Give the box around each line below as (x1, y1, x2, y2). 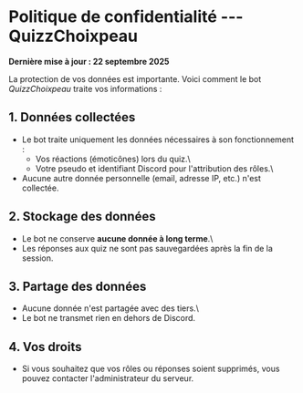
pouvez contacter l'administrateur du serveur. (21, 373, 194, 384)
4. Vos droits (8, 339, 82, 355)
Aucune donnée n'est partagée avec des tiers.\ (21, 303, 200, 314)
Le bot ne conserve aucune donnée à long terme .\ (21, 233, 214, 243)
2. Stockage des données (8, 209, 156, 224)
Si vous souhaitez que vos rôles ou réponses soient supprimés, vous (21, 363, 280, 375)
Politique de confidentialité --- (8, 6, 244, 27)
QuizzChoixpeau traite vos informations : (8, 83, 162, 94)
